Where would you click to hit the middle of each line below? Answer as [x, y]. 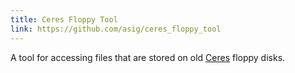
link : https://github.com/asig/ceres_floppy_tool [116, 29]
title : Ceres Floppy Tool [64, 19]
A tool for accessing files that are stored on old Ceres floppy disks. [148, 57]
